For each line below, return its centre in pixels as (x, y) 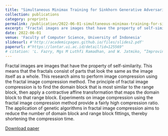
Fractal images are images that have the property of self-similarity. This (79, 66)
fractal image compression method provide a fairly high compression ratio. (82, 103)
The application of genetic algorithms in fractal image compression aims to (82, 108)
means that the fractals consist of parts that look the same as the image (79, 71)
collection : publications (32, 14)
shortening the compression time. (40, 119)
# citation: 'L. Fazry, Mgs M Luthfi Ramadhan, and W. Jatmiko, (73, 51)
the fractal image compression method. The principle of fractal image (77, 81)
